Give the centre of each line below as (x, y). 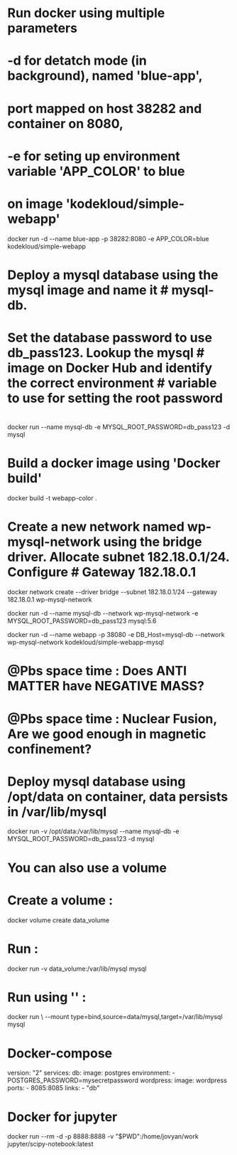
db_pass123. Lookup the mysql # (106, 353)
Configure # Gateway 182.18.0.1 (102, 573)
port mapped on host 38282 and (105, 109)
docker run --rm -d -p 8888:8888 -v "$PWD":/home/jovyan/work (103, 1136)
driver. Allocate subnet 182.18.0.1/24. (118, 557)
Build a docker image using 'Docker (114, 463)
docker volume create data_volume (59, 920)
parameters (43, 28)
